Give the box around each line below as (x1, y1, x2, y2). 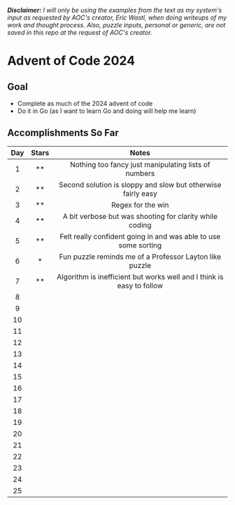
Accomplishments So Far (7, 127, 119, 139)
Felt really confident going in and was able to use (59, 231, 221, 241)
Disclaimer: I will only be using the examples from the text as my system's (7, 6, 222, 14)
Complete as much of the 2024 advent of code (17, 100, 153, 107)
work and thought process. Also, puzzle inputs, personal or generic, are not (7, 21, 226, 29)
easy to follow (117, 281, 163, 290)
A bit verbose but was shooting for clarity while (62, 211, 218, 221)
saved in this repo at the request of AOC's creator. (7, 28, 152, 36)
